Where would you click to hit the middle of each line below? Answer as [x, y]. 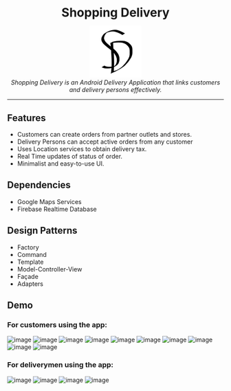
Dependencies [39, 185]
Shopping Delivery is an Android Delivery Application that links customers [115, 82]
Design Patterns [42, 231]
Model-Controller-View [49, 269]
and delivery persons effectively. [115, 90]
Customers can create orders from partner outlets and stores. [104, 134]
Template [30, 262]
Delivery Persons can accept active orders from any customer [105, 142]
